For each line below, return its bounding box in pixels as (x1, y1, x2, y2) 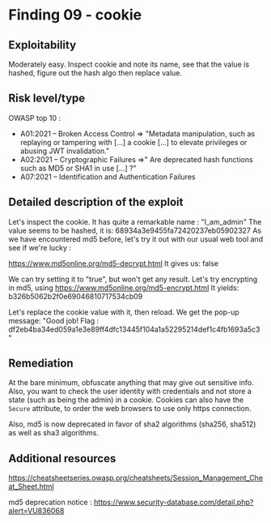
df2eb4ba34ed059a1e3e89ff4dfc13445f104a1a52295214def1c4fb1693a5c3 (8, 324, 260, 334)
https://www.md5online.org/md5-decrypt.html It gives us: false (8, 258, 219, 268)
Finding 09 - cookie (8, 6, 142, 24)
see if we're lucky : (8, 242, 71, 252)
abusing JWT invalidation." (19, 146, 110, 156)
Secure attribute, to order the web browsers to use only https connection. (8, 404, 252, 414)
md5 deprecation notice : (8, 497, 92, 508)
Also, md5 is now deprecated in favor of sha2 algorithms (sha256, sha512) (8, 419, 256, 429)
